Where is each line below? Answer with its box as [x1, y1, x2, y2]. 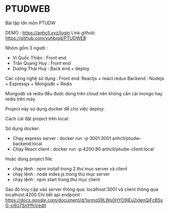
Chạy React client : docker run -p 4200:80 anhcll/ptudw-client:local [12, 146, 154, 152]
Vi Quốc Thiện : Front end [12, 54, 67, 61]
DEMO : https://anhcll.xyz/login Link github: [5, 29, 96, 35]
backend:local [12, 140, 42, 147]
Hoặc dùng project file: [5, 156, 53, 162]
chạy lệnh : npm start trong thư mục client [12, 176, 100, 183]
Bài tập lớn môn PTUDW [5, 20, 56, 26]
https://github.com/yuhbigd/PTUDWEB [5, 35, 87, 41]
